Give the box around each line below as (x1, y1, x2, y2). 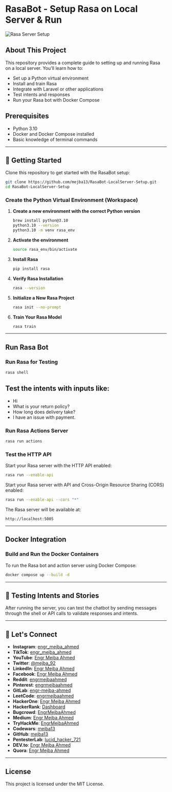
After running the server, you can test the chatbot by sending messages (5, 605, 157, 611)
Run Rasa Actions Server (5, 427, 69, 434)
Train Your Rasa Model (12, 314, 62, 320)
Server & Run (5, 14, 62, 26)
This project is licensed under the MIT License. (5, 781, 104, 787)
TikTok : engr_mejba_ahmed (12, 649, 72, 655)
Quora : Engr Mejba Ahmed (12, 747, 70, 753)
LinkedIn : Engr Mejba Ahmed (12, 666, 75, 672)
